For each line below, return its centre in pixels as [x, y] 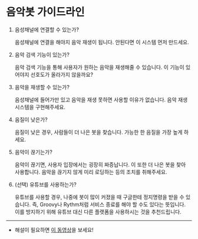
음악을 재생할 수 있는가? [42, 87]
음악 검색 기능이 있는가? [42, 54]
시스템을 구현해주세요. [40, 107]
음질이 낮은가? [31, 119]
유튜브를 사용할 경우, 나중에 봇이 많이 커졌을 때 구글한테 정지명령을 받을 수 [99, 197]
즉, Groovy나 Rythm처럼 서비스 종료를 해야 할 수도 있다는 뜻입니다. [109, 204]
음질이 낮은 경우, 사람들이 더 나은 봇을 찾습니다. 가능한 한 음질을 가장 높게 [98, 132]
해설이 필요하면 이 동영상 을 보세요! [54, 230]
